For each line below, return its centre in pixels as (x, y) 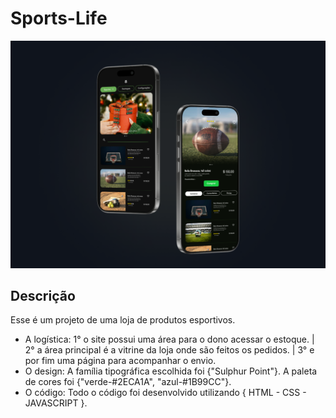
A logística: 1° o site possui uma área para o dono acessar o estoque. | (169, 339)
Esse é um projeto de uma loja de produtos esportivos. (123, 320)
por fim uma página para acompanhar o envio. (120, 361)
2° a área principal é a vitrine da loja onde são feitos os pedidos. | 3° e (169, 350)
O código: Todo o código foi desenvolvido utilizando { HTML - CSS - (165, 393)
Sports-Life (59, 18)
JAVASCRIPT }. (56, 403)
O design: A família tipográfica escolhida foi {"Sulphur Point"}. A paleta (171, 371)
